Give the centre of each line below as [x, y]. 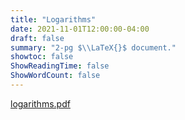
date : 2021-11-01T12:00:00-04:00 [80, 29]
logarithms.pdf [40, 103]
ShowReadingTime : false [60, 66]
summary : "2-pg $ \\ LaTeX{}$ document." [93, 47]
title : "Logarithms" [53, 19]
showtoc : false [42, 57]
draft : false [37, 38]
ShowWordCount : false [55, 76]
